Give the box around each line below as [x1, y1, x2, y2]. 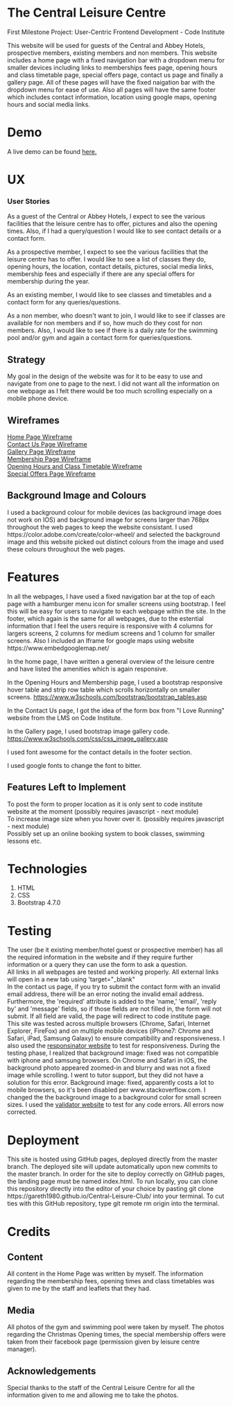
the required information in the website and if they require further [7, 953, 193, 961]
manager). [7, 1345, 37, 1353]
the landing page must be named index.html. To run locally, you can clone [7, 1177, 218, 1185]
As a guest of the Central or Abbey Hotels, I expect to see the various [7, 212, 206, 221]
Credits [7, 1224, 51, 1240]
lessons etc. [7, 837, 42, 845]
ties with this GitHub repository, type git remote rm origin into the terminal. [7, 1199, 220, 1208]
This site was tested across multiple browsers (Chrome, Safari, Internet [7, 1020, 210, 1028]
